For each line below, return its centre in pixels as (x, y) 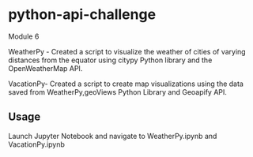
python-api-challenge (82, 15)
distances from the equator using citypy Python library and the (110, 60)
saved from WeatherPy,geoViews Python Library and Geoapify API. (118, 92)
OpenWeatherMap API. (45, 68)
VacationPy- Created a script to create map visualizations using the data (126, 84)
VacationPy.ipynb (37, 144)
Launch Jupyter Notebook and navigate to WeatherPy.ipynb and (113, 136)
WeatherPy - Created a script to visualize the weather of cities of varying (127, 51)
